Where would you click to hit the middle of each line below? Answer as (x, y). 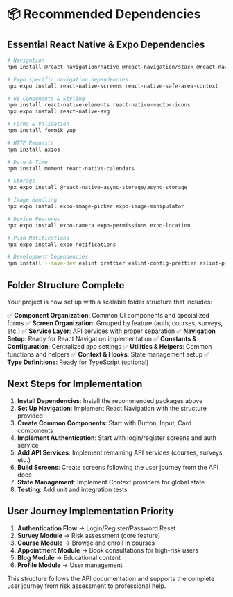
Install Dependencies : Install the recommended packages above (110, 400)
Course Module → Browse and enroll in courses (86, 543)
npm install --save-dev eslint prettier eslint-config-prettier (102, 263)
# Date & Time (28, 162)
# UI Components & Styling (46, 99)
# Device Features (34, 219)
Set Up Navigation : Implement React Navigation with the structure (112, 408)
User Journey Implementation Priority (91, 511)
